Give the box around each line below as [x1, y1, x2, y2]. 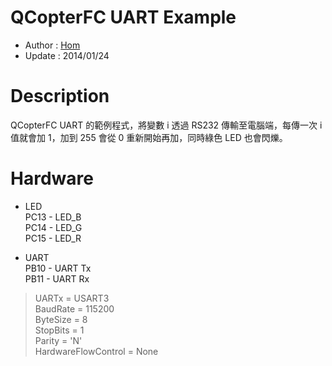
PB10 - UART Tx [24, 262, 92, 274]
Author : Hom [24, 39, 81, 51]
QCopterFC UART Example [10, 6, 237, 29]
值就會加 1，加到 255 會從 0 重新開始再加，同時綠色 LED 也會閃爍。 [10, 131, 288, 143]
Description [10, 85, 110, 108]
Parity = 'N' [34, 334, 83, 346]
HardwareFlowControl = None [34, 345, 159, 357]
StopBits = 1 [34, 324, 85, 336]
